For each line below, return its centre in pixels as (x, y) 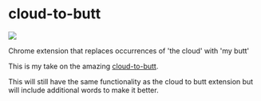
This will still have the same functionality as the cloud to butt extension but (131, 81)
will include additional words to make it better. (83, 90)
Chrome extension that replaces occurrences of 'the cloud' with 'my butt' (129, 50)
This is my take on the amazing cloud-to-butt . (83, 66)
